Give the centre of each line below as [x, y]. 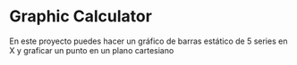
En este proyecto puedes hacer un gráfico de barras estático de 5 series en [148, 41]
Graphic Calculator [81, 16]
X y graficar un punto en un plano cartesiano [92, 50]
